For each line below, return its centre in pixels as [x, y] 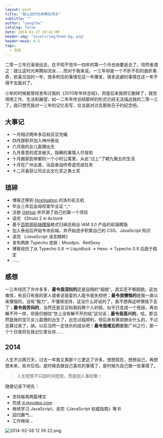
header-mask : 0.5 [23, 41]
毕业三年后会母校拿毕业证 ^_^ [41, 206]
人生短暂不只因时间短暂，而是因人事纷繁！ [59, 376]
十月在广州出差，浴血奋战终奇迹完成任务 [52, 165]
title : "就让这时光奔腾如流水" [33, 14]
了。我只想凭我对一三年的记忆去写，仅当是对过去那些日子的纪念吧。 [73, 105]
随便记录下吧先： [22, 386]
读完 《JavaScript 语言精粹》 [41, 237]
